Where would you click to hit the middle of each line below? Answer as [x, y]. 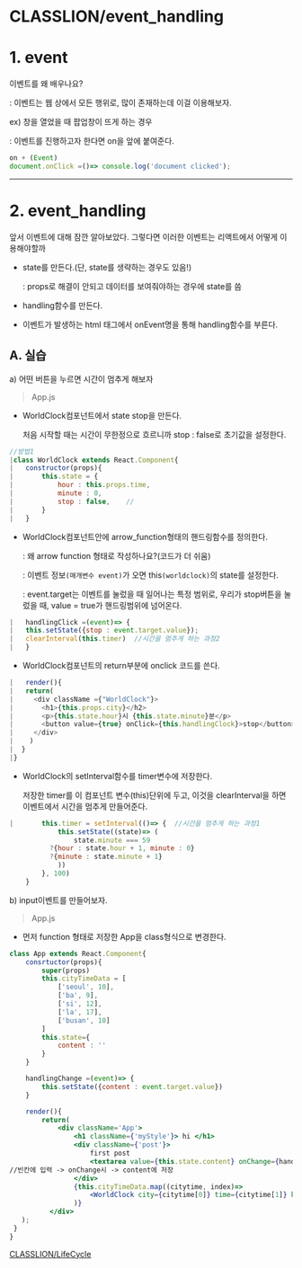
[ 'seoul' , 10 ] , [86, 987]
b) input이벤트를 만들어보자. [58, 900]
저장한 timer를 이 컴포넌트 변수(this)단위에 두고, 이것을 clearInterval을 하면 [154, 795]
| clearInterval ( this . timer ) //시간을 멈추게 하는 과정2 [115, 639]
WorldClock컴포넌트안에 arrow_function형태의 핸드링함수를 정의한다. [145, 536]
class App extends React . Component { [78, 953]
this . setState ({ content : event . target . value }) [132, 1086]
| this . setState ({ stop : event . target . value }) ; [104, 631]
